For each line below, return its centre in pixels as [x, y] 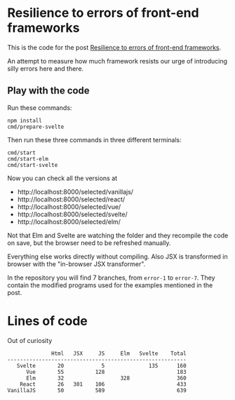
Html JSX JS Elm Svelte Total [119, 354]
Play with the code [48, 90]
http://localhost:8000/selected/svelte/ [72, 214]
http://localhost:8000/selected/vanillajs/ [75, 192]
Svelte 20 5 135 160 [102, 365]
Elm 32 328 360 [106, 378]
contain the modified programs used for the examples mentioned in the [110, 285]
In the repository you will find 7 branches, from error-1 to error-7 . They [111, 277]
